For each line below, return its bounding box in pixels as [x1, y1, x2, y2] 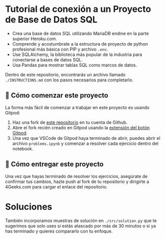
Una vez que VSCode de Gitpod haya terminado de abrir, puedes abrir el [12, 135, 161, 141]
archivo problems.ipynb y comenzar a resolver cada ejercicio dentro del [12, 140, 159, 146]
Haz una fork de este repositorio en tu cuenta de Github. [12, 119, 128, 125]
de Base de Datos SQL [5, 14, 98, 25]
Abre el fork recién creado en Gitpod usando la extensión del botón [12, 124, 150, 130]
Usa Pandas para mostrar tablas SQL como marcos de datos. [12, 62, 137, 68]
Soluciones [5, 201, 53, 212]
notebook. [12, 145, 34, 152]
